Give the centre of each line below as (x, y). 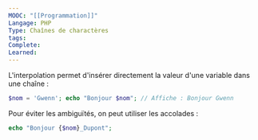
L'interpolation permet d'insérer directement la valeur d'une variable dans (129, 75)
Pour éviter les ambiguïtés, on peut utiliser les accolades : (103, 113)
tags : (17, 38)
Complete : (25, 45)
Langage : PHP (30, 23)
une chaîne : (29, 84)
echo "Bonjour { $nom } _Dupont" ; (60, 128)
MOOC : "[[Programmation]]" (53, 16)
